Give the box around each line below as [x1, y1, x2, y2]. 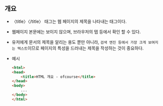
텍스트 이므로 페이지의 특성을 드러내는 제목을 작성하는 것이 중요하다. [17, 45, 144, 51]
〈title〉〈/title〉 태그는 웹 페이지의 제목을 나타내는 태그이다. [11, 18, 127, 24]
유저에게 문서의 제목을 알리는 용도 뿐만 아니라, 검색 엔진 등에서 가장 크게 [11, 39, 146, 45]
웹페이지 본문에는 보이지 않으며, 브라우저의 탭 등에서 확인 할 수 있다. [11, 29, 141, 35]
